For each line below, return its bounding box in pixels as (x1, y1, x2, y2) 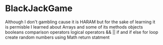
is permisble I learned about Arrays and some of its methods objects (5, 24, 143, 30)
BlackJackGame (5, 3, 72, 14)
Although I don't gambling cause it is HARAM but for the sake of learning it (5, 19, 156, 25)
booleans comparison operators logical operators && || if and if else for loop (5, 29, 159, 35)
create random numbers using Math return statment (5, 34, 110, 40)
